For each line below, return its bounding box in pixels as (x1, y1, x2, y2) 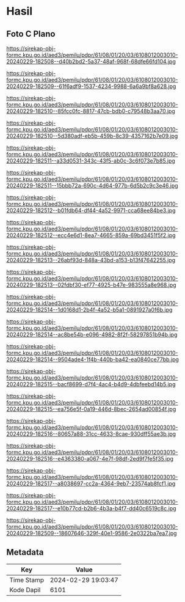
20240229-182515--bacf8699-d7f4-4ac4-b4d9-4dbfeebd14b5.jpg (6, 381, 176, 387)
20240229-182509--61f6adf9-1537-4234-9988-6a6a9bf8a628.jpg (6, 83, 176, 90)
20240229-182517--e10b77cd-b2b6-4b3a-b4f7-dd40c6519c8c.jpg (6, 505, 176, 512)
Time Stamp (9, 576, 45, 584)
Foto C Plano (6, 29, 56, 39)
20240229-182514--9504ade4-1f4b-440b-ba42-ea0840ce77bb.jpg (6, 356, 179, 363)
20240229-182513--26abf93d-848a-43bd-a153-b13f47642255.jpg (6, 257, 176, 263)
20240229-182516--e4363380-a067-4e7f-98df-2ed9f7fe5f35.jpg (6, 455, 174, 462)
